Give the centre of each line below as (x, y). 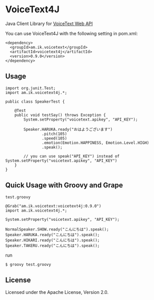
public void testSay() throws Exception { (60, 115)
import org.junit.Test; (31, 88)
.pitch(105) (54, 134)
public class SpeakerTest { (35, 101)
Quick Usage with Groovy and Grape (64, 185)
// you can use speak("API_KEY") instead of (72, 156)
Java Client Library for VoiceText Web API (49, 24)
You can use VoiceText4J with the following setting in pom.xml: (72, 33)
